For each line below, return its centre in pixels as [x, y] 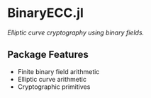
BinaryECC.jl [45, 13]
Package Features [48, 55]
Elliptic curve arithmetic [52, 79]
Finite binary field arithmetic [58, 71]
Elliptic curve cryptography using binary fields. [76, 32]
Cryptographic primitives [54, 87]
